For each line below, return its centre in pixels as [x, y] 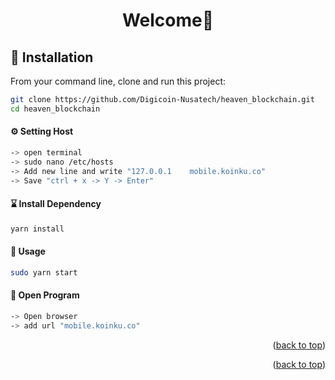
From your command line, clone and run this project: [118, 81]
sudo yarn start [44, 272]
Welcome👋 [168, 20]
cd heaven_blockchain [55, 109]
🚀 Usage [28, 251]
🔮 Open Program [45, 295]
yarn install [37, 229]
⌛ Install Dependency [56, 204]
